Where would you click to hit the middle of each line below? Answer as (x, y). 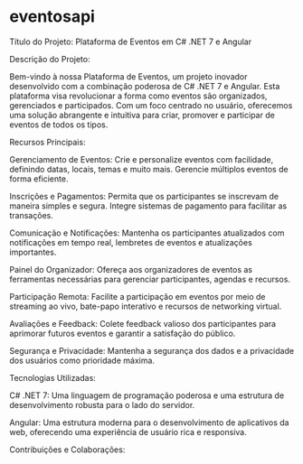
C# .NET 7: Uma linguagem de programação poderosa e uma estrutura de (147, 395)
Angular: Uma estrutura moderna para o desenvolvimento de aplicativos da (149, 422)
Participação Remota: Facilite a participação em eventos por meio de (137, 296)
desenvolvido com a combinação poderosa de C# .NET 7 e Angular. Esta (145, 86)
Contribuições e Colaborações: (67, 450)
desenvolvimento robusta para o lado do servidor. (102, 404)
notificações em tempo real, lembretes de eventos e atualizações (131, 242)
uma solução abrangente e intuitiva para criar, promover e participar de (142, 115)
